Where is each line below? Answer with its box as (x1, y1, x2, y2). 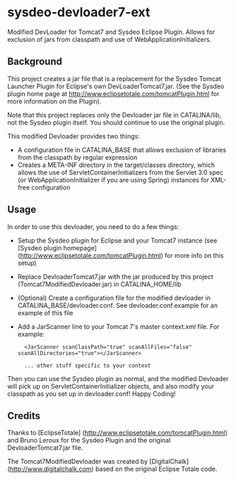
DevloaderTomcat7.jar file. (7, 443, 83, 452)
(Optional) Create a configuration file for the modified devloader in (17, 293, 211, 302)
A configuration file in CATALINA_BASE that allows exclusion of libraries (17, 146, 227, 154)
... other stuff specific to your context (24, 362, 151, 369)
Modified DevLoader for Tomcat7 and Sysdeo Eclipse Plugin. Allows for (7, 28, 216, 36)
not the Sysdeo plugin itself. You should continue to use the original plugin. (7, 118, 225, 127)
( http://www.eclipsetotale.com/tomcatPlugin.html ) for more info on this (17, 251, 224, 259)
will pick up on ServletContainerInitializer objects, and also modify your (7, 382, 214, 390)
